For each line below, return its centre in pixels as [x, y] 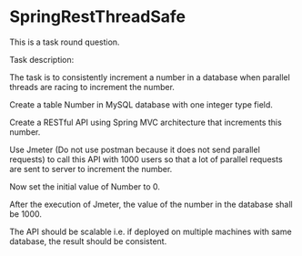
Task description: [42, 59]
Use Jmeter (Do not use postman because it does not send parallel [135, 149]
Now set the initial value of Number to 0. [85, 186]
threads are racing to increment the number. [92, 87]
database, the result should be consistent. [88, 241]
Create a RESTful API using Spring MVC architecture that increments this [146, 122]
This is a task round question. [65, 42]
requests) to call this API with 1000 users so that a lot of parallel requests [146, 159]
